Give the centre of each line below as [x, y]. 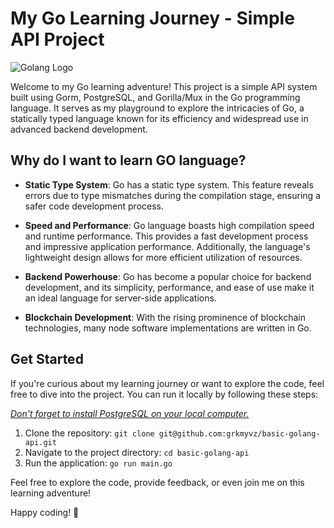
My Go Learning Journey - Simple [152, 18]
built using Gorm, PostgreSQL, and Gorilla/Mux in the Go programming [155, 97]
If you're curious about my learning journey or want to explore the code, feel [167, 383]
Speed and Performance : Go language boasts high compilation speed [169, 225]
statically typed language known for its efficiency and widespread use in [159, 118]
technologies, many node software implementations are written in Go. [168, 328]
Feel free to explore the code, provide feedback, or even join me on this [157, 482]
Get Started [47, 359]
